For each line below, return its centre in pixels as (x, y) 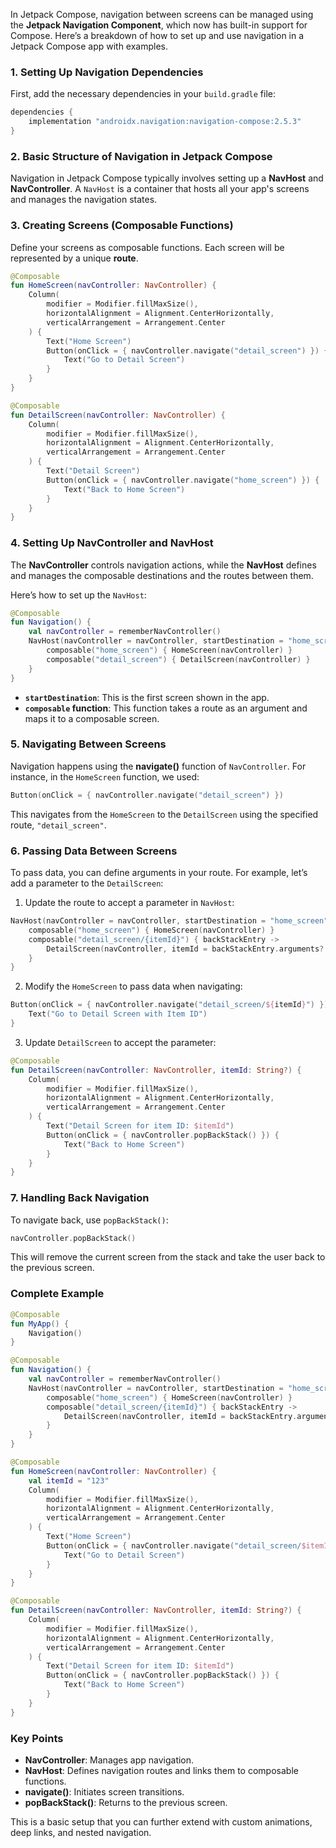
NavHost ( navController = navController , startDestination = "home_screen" (169, 921)
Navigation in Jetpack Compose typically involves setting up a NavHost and (167, 178)
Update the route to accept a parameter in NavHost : (129, 903)
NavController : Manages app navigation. (109, 1760)
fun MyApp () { (40, 1324)
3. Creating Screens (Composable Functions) (122, 226)
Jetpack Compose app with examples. (89, 46)
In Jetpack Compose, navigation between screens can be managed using (162, 14)
